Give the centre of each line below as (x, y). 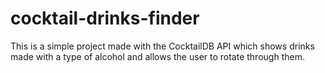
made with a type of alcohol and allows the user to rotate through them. (157, 56)
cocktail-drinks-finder (105, 18)
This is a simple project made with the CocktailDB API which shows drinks (162, 46)
